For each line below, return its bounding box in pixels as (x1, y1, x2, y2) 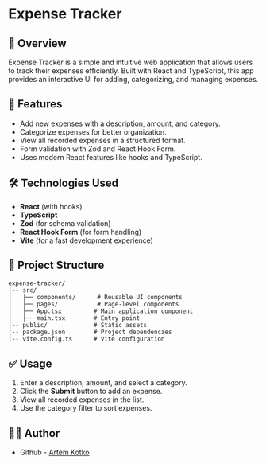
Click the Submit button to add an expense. (19, 387, 163, 396)
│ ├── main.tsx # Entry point (8, 314, 141, 322)
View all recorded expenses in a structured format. (19, 135, 186, 145)
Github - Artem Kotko (19, 447, 90, 458)
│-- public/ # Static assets (8, 322, 148, 329)
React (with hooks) (19, 201, 83, 211)
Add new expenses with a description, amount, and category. (19, 119, 221, 128)
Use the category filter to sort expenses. (19, 404, 152, 413)
